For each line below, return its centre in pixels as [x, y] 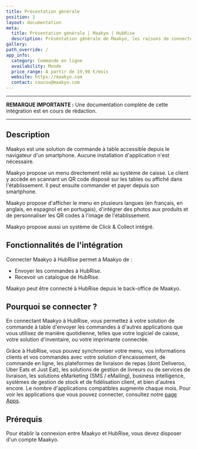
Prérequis [24, 419]
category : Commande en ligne [47, 60]
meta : [13, 28]
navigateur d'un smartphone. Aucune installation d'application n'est [88, 155]
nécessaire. [20, 161]
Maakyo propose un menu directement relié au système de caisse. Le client [97, 173]
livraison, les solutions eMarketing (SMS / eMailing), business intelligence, [96, 376]
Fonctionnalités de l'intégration [64, 245]
